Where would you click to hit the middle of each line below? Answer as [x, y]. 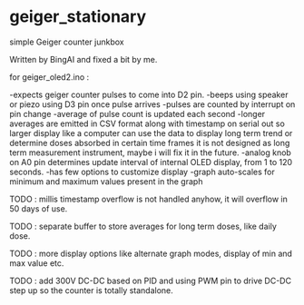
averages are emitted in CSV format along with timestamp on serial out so [147, 123]
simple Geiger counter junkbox [67, 42]
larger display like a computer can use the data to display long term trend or [151, 133]
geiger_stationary [78, 17]
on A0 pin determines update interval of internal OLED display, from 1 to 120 [151, 162]
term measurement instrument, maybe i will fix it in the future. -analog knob [151, 152]
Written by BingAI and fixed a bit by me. [83, 59]
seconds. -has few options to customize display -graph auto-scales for [142, 172]
